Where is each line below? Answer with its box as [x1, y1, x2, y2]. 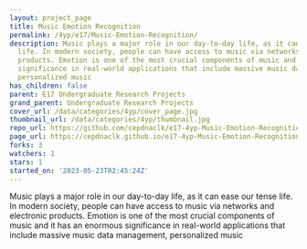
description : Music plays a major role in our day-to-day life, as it [9, 38, 284, 48]
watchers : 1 [9, 149, 55, 158]
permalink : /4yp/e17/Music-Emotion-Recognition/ [9, 30, 198, 39]
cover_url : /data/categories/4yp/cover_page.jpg [9, 107, 198, 116]
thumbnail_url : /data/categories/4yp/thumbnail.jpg [9, 115, 210, 124]
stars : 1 [9, 157, 43, 167]
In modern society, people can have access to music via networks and [9, 201, 275, 212]
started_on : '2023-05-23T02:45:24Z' [9, 166, 149, 175]
